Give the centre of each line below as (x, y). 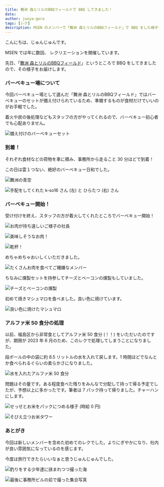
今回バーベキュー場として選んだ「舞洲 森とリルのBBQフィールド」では (76, 95)
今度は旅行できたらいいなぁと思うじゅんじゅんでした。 (61, 459)
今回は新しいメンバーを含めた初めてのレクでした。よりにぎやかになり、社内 (82, 442)
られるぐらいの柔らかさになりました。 (56, 363)
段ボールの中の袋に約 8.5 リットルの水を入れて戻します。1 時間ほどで (75, 357)
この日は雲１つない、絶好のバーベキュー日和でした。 (59, 169)
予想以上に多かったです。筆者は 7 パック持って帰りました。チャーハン (88, 390)
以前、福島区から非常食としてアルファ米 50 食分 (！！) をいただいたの (76, 335)
